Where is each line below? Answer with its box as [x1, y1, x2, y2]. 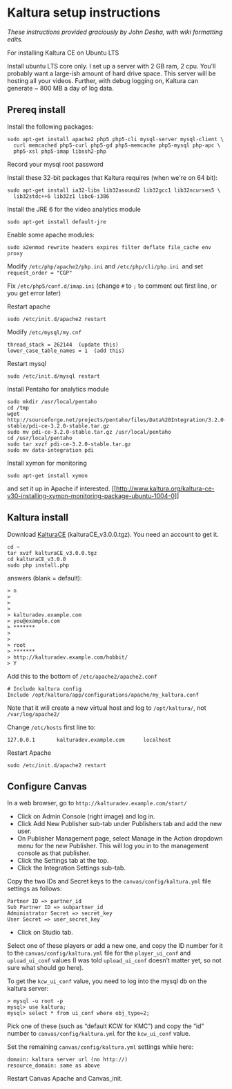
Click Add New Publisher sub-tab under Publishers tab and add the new [17, 820, 222, 828]
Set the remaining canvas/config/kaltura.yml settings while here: [7, 1043, 194, 1051]
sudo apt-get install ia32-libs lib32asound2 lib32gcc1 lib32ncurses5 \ [7, 187, 221, 194]
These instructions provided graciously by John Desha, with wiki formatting [7, 28, 223, 36]
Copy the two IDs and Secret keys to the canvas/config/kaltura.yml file [7, 877, 211, 886]
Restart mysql [7, 359, 47, 367]
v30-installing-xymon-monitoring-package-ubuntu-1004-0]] [7, 491, 180, 500]
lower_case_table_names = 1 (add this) [7, 347, 126, 354]
